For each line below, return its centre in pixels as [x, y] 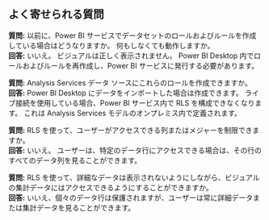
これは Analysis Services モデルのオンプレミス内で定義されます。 [133, 113]
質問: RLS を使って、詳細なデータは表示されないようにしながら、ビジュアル [134, 177]
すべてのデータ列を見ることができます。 [75, 160]
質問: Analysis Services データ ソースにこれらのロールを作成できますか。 [130, 82]
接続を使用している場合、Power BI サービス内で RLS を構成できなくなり [135, 102]
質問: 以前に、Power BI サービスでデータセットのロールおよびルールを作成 [132, 35]
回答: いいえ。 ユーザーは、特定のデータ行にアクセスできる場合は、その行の [135, 150]
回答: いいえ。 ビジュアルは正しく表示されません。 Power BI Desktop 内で [131, 56]
